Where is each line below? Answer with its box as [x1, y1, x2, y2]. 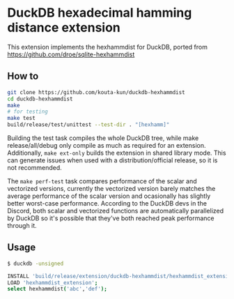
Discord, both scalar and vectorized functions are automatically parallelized [7, 207, 224, 215]
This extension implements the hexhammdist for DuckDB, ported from [7, 43, 208, 51]
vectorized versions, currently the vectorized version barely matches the [7, 185, 216, 192]
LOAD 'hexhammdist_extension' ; [7, 279, 98, 286]
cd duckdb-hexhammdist [7, 95, 73, 102]
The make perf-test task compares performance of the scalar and [7, 177, 197, 185]
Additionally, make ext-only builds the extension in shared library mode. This [7, 148, 226, 157]
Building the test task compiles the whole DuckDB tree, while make [7, 134, 199, 142]
